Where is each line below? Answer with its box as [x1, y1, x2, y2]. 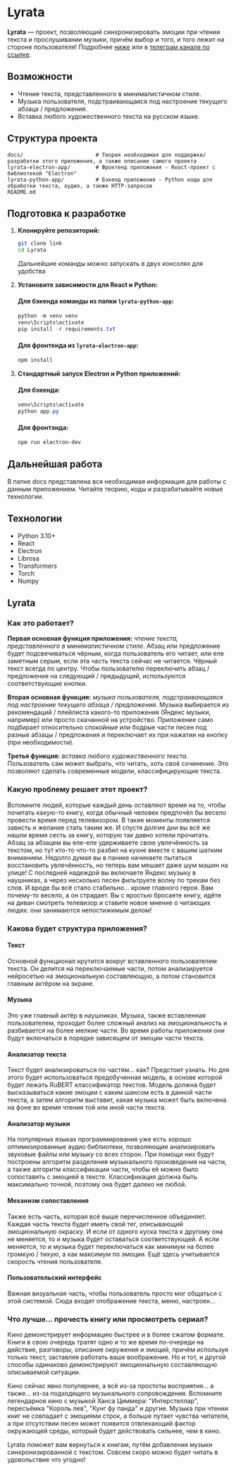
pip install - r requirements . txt [17, 326, 116, 333]
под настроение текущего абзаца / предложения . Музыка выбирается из [7, 701, 229, 709]
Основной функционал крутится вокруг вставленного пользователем [7, 956, 217, 965]
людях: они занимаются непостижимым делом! [7, 906, 152, 914]
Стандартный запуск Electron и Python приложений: [17, 369, 181, 378]
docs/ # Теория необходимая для [7, 151, 172, 158]
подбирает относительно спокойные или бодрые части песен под [7, 723, 207, 732]
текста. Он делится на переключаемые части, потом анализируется [7, 964, 213, 972]
